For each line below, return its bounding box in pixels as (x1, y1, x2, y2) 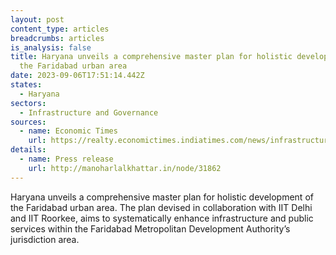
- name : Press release (19, 154, 114, 164)
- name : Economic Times (19, 126, 118, 136)
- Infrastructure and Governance (19, 107, 159, 118)
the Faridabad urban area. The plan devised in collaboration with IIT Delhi (10, 201, 313, 213)
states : (10, 80, 43, 90)
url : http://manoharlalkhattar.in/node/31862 (28, 163, 222, 173)
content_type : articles (10, 24, 110, 34)
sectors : (10, 98, 47, 108)
